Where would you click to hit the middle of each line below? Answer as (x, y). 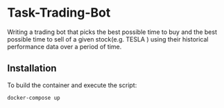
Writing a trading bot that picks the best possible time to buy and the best (112, 32)
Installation (32, 68)
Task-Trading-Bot (59, 13)
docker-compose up (34, 98)
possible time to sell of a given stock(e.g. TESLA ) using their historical (108, 39)
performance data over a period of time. (64, 46)
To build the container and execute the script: (72, 85)
